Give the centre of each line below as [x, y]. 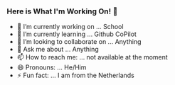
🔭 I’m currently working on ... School [70, 27]
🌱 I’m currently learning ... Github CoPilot [76, 34]
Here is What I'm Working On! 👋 [62, 11]
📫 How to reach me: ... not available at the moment [92, 57]
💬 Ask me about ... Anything [58, 50]
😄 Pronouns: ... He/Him [52, 67]
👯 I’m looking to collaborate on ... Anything [79, 42]
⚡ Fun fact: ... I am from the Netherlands [75, 75]
